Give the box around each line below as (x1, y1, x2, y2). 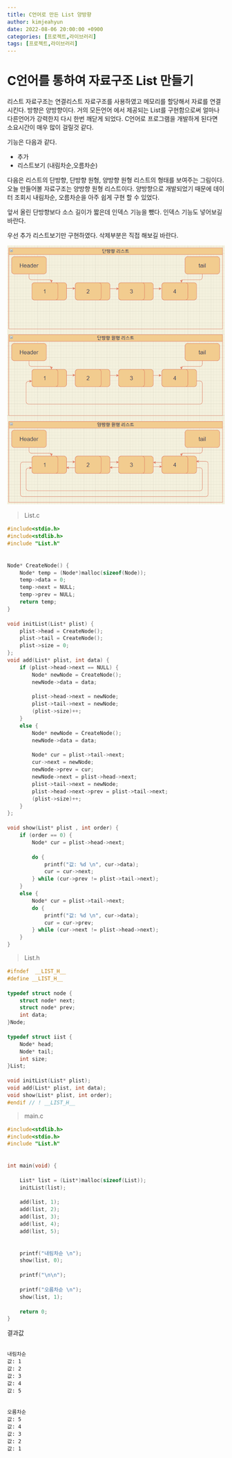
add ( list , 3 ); (19, 1213, 60, 1220)
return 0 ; (19, 1308, 48, 1315)
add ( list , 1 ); (19, 1199, 60, 1206)
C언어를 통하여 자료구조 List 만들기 (7, 73, 194, 89)
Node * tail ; (19, 1048, 54, 1055)
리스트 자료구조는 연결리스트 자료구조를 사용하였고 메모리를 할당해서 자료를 (7, 97, 209, 106)
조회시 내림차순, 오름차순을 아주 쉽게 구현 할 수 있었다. (14, 194, 160, 202)
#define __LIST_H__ (7, 975, 64, 982)
